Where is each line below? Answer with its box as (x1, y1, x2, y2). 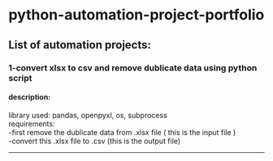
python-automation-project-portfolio (8, 6, 265, 24)
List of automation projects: (8, 38, 152, 52)
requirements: (8, 119, 55, 129)
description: (8, 92, 51, 102)
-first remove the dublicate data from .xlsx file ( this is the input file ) (8, 127, 236, 137)
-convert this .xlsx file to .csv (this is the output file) (8, 136, 181, 146)
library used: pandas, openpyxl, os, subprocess (8, 110, 168, 120)
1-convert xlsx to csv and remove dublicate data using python (8, 62, 258, 74)
